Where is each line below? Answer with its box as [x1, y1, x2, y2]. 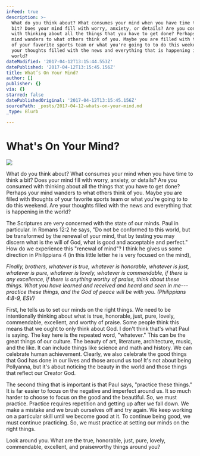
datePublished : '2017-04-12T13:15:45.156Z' [6, 64, 116, 70]
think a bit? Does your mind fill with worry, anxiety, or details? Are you [6, 176, 177, 184]
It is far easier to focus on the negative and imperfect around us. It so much [6, 387, 192, 395]
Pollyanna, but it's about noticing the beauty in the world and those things [6, 363, 187, 370]
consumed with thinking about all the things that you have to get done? [6, 183, 180, 190]
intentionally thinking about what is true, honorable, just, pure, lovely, [6, 312, 176, 319]
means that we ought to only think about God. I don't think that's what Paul [6, 325, 189, 333]
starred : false [6, 92, 44, 98]
